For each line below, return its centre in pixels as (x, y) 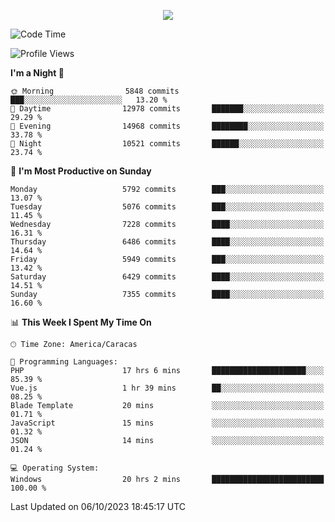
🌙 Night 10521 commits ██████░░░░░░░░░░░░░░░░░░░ (167, 144)
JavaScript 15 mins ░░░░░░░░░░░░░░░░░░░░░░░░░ (167, 423)
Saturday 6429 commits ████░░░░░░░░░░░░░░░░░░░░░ (167, 277)
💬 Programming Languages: (64, 362)
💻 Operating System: (55, 468)
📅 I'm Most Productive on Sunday (81, 171)
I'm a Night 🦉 (37, 73)
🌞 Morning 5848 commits (95, 91)
